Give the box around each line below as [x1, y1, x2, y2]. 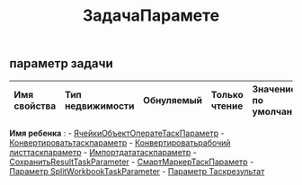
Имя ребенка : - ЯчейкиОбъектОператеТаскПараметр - [9, 128, 225, 138]
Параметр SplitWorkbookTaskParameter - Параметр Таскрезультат [9, 165, 265, 176]
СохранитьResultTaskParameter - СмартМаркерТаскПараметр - [9, 156, 254, 167]
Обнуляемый [143, 93, 203, 106]
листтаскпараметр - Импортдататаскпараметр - [9, 146, 198, 157]
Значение [252, 83, 297, 95]
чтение [210, 100, 244, 112]
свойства [13, 100, 57, 112]
